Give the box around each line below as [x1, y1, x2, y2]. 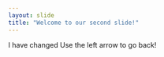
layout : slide [8, 11, 55, 20]
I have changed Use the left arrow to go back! [8, 40, 157, 49]
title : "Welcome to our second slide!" [8, 19, 140, 27]
